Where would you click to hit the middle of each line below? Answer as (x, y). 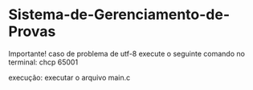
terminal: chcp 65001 (43, 62)
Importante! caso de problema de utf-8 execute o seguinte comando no (126, 53)
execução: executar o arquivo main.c (69, 77)
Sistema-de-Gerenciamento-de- (119, 15)
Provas (32, 31)
